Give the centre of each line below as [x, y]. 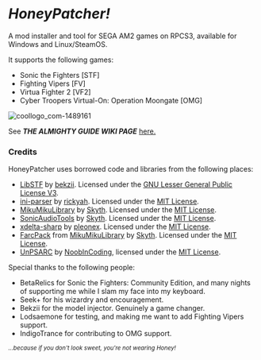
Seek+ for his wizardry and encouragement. [92, 300]
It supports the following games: [61, 60]
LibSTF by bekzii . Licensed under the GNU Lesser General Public [126, 184]
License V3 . [39, 193]
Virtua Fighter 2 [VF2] [55, 91]
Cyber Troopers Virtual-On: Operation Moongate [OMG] [111, 100]
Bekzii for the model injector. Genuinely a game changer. [112, 308]
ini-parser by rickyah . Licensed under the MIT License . [109, 201]
